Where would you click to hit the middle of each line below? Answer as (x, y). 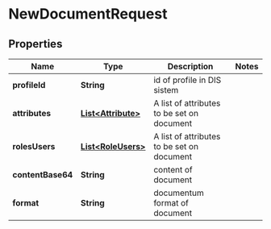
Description (190, 67)
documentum (178, 193)
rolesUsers (34, 146)
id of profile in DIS (187, 80)
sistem (166, 90)
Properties (35, 44)
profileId (29, 85)
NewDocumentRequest (88, 14)
